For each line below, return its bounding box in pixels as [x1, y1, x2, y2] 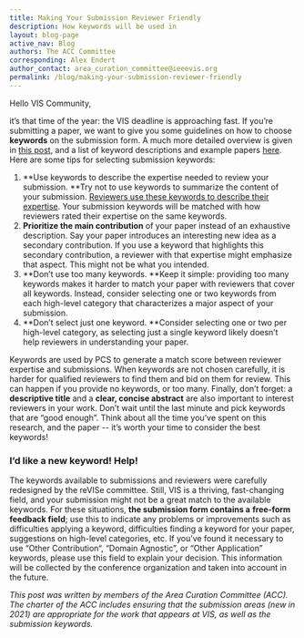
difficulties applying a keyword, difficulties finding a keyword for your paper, [9, 523, 295, 534]
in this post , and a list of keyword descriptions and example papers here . [9, 144, 282, 155]
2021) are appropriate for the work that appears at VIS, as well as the [9, 609, 271, 620]
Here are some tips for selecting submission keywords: [9, 154, 216, 165]
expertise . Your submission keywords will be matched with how [22, 201, 261, 211]
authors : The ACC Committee [9, 47, 117, 57]
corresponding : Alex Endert [9, 56, 117, 65]
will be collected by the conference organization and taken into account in [9, 562, 287, 573]
